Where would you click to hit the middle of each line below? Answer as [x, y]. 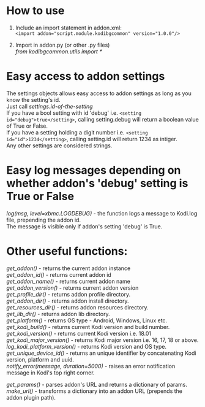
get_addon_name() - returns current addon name [68, 281]
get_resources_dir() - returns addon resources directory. [77, 307]
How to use [35, 11]
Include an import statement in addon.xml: [69, 28]
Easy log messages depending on [94, 170]
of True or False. [27, 126]
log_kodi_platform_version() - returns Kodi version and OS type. [87, 346]
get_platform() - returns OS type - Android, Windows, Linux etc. [87, 320]
